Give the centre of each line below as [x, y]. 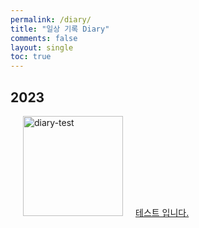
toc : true [31, 57]
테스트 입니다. [162, 212]
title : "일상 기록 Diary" [60, 29]
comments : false [44, 38]
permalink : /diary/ [51, 19]
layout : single [42, 47]
